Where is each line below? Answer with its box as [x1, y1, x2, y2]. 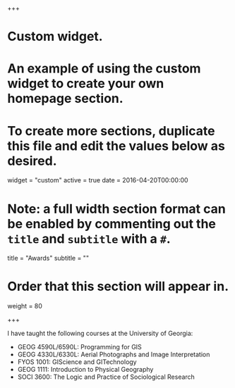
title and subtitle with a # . [7, 230, 171, 246]
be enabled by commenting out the [7, 215, 217, 232]
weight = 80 [7, 302, 42, 311]
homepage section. [7, 91, 123, 106]
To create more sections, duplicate [7, 123, 215, 139]
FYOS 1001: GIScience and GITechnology [17, 358, 137, 366]
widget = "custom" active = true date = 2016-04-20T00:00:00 [7, 176, 188, 184]
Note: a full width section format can [7, 201, 226, 217]
